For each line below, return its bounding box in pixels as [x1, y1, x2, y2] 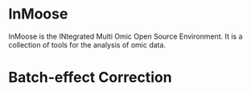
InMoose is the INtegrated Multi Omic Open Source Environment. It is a [8, 31, 243, 41]
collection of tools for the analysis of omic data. [8, 39, 167, 49]
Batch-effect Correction [8, 68, 172, 87]
